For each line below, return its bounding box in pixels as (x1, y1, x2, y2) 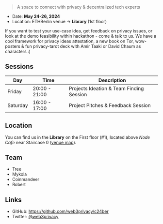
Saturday (7, 102, 28, 108)
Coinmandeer (12, 177, 40, 182)
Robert (12, 181, 26, 188)
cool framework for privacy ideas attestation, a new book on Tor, (5, 38, 134, 44)
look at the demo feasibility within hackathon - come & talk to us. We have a (5, 33, 157, 39)
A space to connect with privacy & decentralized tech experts (16, 4, 141, 10)
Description (98, 77, 126, 84)
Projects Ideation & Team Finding (68, 85, 144, 91)
